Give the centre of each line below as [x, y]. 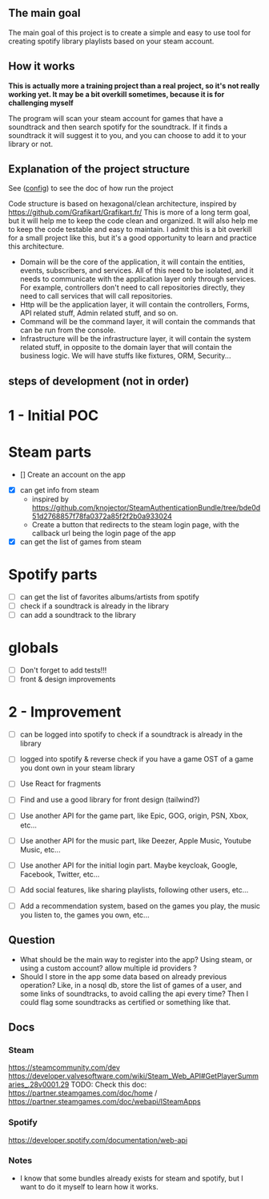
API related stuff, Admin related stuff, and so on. [99, 313]
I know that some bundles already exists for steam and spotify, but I [131, 1178]
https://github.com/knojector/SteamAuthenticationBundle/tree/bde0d [146, 508]
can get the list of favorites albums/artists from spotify [110, 597]
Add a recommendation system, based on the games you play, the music [140, 905]
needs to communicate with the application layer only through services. [138, 279]
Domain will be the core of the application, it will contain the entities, [132, 262]
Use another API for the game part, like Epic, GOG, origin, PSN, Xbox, [134, 816]
